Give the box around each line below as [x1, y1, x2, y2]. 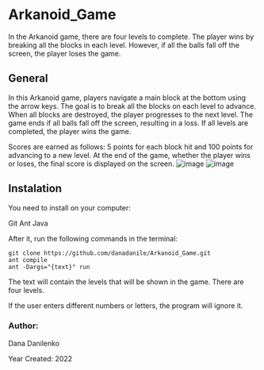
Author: [8, 320, 39, 331]
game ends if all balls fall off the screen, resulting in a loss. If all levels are [8, 118, 248, 128]
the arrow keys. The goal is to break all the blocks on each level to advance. [8, 101, 256, 110]
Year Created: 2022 [8, 353, 73, 363]
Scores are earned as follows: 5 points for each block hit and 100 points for [8, 141, 254, 152]
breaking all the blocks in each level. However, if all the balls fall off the [8, 40, 240, 49]
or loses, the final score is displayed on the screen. [8, 159, 174, 168]
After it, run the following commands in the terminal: [8, 233, 178, 243]
